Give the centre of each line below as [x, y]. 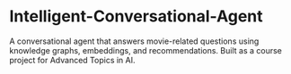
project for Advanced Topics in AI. [73, 60]
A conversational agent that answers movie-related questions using [134, 41]
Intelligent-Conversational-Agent [136, 16]
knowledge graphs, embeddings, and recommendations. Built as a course [146, 50]
